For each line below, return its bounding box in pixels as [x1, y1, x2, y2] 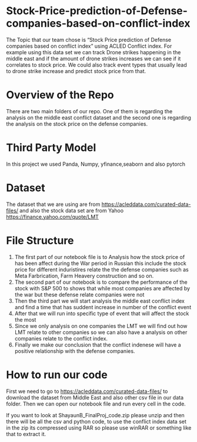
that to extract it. [6, 430, 46, 437]
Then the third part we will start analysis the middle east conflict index [14, 297, 185, 305]
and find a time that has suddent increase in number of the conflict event [14, 303, 192, 310]
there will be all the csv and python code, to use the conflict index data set [6, 418, 187, 425]
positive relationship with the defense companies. [14, 347, 135, 355]
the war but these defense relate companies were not [14, 291, 145, 298]
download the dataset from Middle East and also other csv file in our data [6, 394, 184, 401]
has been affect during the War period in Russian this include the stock [14, 260, 186, 267]
